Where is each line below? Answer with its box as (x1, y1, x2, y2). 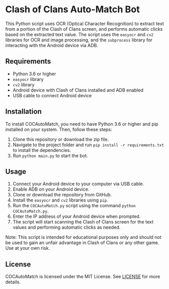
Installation (5, 107, 42, 116)
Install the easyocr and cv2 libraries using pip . (12, 197, 108, 203)
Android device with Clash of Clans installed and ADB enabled (12, 87, 144, 93)
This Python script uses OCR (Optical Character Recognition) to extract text (5, 20, 164, 27)
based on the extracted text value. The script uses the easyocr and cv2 (5, 31, 154, 37)
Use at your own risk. (5, 245, 50, 251)
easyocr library (12, 76, 44, 82)
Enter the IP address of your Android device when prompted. (12, 213, 141, 219)
